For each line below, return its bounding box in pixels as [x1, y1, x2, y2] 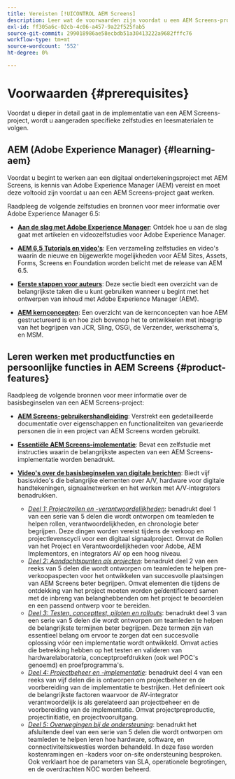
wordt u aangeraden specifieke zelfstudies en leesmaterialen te [31, 116, 214, 125]
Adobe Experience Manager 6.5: [7, 209, 101, 218]
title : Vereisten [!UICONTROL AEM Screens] [7, 10, 136, 17]
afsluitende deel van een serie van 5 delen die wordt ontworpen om [27, 728, 223, 736]
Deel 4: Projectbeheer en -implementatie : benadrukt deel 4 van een [27, 668, 222, 677]
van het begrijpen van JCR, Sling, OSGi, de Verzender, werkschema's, [17, 323, 220, 331]
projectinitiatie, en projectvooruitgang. [27, 713, 138, 722]
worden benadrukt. [59, 456, 115, 464]
